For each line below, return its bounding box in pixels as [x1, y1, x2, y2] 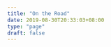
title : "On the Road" [7, 10, 71, 17]
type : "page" [7, 23, 45, 30]
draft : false [7, 29, 45, 37]
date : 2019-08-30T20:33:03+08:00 [7, 17, 105, 23]
